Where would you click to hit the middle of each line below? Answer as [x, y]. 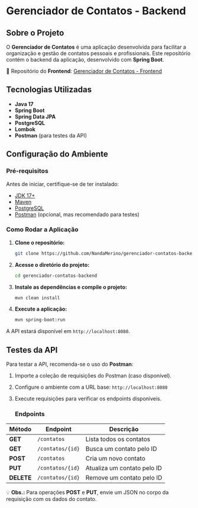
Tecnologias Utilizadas [49, 90]
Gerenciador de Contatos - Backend [96, 11]
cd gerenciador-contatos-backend [56, 276]
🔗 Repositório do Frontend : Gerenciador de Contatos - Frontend [84, 71]
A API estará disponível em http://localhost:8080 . [68, 331]
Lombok [25, 129]
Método [20, 429]
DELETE [20, 478]
